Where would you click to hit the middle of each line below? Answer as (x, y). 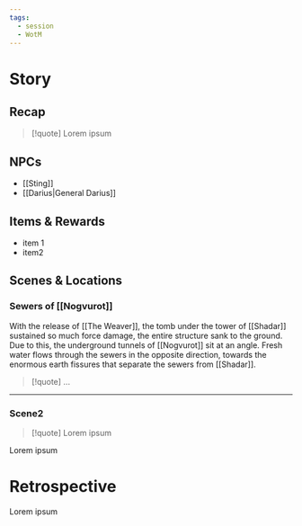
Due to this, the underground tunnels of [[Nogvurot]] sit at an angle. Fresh (146, 345)
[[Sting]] (38, 183)
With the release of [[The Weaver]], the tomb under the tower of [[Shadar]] (148, 325)
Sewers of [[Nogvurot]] (61, 307)
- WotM (30, 34)
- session (36, 26)
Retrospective (63, 487)
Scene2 (27, 413)
